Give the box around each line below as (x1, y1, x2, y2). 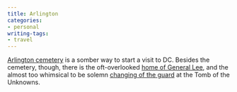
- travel (7, 37, 33, 44)
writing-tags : (7, 29, 50, 37)
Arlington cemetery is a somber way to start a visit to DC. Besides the (7, 55, 210, 64)
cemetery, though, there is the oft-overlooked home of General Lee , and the (7, 63, 229, 72)
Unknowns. (7, 78, 40, 86)
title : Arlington (7, 10, 59, 18)
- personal (7, 23, 40, 30)
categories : (7, 17, 42, 24)
